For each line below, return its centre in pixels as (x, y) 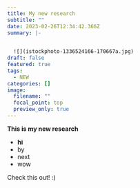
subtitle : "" (26, 20)
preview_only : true (41, 109)
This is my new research (43, 129)
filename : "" (32, 96)
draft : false (26, 58)
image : (17, 90)
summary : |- (24, 33)
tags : (15, 71)
